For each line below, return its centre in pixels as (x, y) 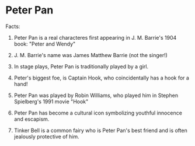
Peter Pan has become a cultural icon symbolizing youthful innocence (98, 113)
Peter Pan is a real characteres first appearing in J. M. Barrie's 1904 (95, 37)
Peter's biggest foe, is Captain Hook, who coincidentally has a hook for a (101, 78)
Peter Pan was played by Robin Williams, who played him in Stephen (96, 95)
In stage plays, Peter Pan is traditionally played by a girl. (81, 66)
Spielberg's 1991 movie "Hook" (51, 101)
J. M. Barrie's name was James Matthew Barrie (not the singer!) (90, 55)
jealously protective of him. (46, 136)
